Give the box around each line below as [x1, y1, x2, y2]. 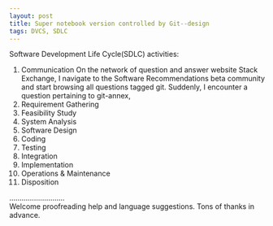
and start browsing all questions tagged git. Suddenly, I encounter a [20, 82, 249, 92]
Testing [20, 143, 47, 153]
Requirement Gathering [20, 99, 100, 110]
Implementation [20, 160, 74, 170]
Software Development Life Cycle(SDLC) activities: [9, 50, 180, 59]
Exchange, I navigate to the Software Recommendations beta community [20, 74, 266, 84]
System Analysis [20, 117, 77, 127]
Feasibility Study [20, 108, 77, 118]
